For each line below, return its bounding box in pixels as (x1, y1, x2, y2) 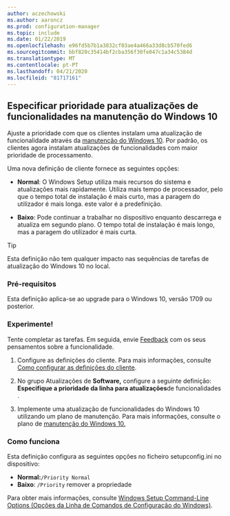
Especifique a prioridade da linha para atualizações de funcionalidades (17, 384, 222, 392)
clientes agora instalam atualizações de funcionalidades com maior (7, 144, 198, 152)
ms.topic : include (7, 29, 60, 37)
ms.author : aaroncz (7, 17, 63, 23)
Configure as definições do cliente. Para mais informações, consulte (17, 356, 211, 364)
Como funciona (7, 437, 60, 446)
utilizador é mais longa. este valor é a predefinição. (17, 200, 163, 208)
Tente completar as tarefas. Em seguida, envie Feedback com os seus (7, 335, 207, 343)
